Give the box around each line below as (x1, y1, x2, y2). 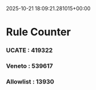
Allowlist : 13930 (6, 77, 54, 85)
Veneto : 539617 (6, 62, 54, 70)
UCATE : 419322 (6, 46, 53, 54)
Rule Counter (6, 26, 71, 39)
